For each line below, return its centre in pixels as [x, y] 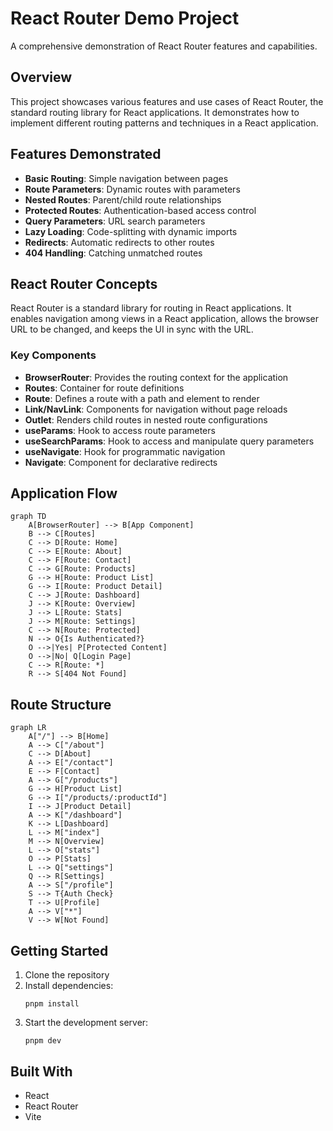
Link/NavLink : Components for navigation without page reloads [156, 409]
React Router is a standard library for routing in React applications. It [151, 308]
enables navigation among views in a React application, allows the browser [165, 319]
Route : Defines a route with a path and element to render [142, 398]
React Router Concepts [84, 283]
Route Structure [61, 704]
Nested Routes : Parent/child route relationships [123, 199]
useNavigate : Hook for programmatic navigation [125, 451]
